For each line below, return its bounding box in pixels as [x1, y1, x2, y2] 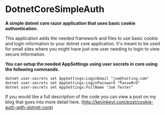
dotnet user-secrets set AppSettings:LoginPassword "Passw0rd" [5, 80, 140, 85]
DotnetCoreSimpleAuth [5, 4, 104, 15]
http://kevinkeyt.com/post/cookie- [82, 99, 154, 105]
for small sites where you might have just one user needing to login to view [5, 46, 160, 52]
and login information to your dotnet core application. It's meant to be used [5, 40, 160, 46]
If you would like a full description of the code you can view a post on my [5, 93, 156, 99]
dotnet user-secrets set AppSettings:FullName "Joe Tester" [5, 84, 134, 90]
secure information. [5, 51, 46, 57]
